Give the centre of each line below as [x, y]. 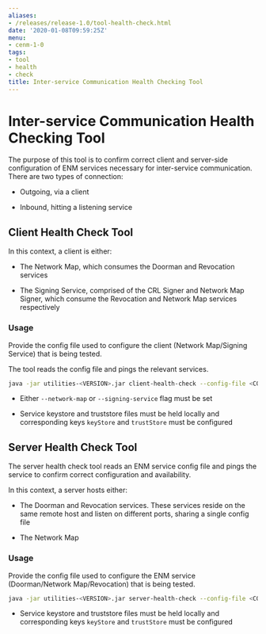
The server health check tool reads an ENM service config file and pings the [133, 466]
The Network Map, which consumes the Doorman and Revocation [127, 267]
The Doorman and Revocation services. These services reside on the [132, 506]
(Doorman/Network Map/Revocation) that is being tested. [102, 584]
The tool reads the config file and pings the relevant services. [108, 369]
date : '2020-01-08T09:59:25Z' [58, 30]
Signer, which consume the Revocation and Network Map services [128, 299]
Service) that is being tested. [55, 353]
